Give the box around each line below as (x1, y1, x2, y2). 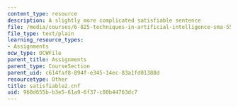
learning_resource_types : (7, 37, 84, 44)
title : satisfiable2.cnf (7, 82, 81, 89)
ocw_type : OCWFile (7, 50, 62, 57)
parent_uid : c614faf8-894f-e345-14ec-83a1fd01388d (7, 69, 160, 76)
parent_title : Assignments (7, 56, 87, 63)
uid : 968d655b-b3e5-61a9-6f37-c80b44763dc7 (7, 89, 138, 96)
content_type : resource (7, 10, 78, 18)
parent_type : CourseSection (7, 63, 91, 70)
